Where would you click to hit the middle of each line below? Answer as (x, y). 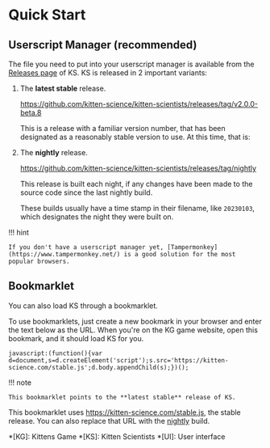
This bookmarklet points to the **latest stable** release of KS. (122, 397)
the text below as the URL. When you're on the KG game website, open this (133, 330)
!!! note (20, 382)
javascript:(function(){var (56, 353)
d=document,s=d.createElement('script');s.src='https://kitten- (118, 360)
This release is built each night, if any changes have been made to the (136, 184)
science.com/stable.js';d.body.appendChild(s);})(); (99, 367)
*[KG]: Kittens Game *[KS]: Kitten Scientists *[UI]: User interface (117, 436)
